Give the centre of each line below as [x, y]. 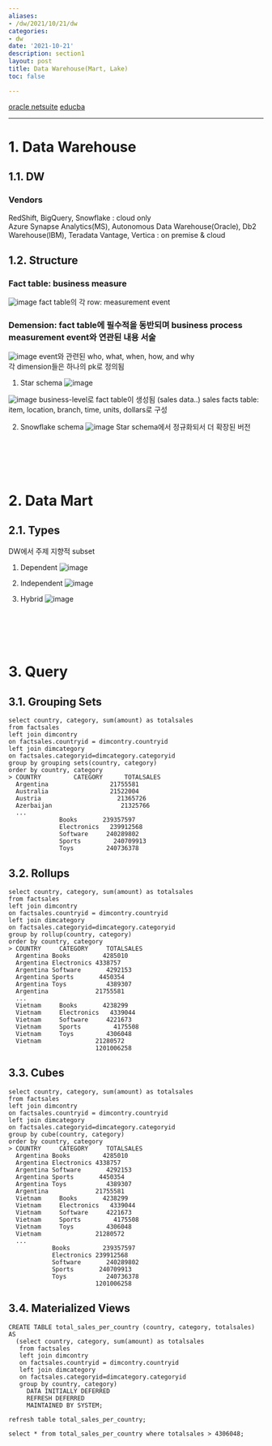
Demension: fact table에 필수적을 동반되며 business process [125, 326]
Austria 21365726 [81, 799]
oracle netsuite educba [47, 106]
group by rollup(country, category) [70, 935]
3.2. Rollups [39, 873]
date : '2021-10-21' [41, 46]
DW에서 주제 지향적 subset [52, 551]
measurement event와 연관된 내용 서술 [82, 338]
